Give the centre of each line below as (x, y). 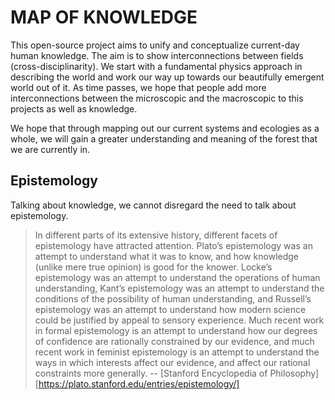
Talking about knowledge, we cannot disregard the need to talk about (153, 205)
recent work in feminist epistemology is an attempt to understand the (177, 352)
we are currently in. (50, 149)
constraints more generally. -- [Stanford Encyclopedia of (151, 373)
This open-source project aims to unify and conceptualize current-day (155, 45)
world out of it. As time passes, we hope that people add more (138, 87)
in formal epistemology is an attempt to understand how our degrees (176, 330)
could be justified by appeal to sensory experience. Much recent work (179, 320)
